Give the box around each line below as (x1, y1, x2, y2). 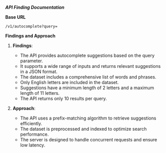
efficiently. (20, 121, 43, 126)
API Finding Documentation (5, 5, 65, 10)
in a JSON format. (20, 68, 58, 74)
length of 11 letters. (20, 90, 60, 96)
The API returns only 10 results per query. (20, 96, 107, 101)
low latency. (20, 142, 46, 148)
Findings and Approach (5, 33, 56, 39)
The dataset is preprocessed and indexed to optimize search (20, 126, 147, 132)
